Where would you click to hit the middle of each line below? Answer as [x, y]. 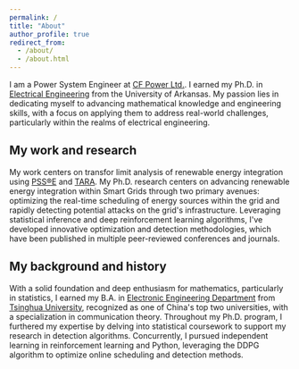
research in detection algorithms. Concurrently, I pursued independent [139, 335]
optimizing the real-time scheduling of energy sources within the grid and [145, 200]
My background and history [88, 267]
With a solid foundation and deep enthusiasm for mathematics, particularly [146, 288]
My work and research [73, 151]
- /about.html [43, 59]
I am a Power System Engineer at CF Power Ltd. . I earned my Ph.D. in [136, 84]
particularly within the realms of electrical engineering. [110, 122]
